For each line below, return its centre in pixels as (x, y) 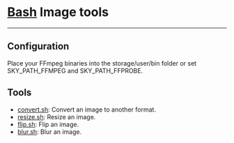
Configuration (38, 46)
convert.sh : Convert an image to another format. (87, 110)
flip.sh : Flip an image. (48, 124)
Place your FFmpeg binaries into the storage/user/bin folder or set (102, 63)
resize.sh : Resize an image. (56, 116)
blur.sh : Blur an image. (49, 131)
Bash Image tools (58, 12)
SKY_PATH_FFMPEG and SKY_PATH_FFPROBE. (75, 70)
